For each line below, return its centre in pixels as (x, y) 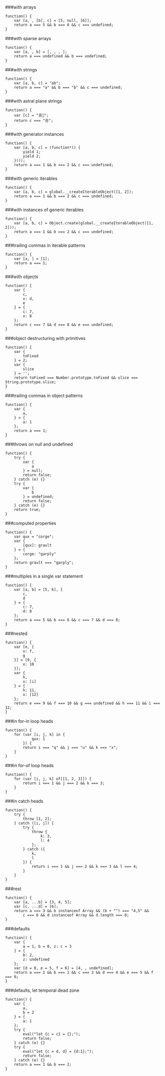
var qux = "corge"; (34, 537)
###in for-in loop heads (29, 721)
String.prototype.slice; (31, 382)
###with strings (21, 70)
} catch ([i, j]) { (34, 823)
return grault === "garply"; (44, 563)
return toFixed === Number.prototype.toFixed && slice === (76, 378)
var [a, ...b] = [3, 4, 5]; (43, 902)
